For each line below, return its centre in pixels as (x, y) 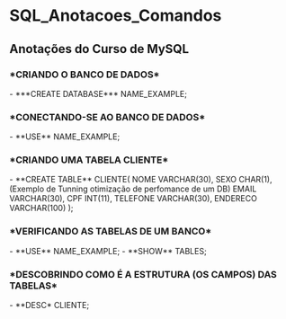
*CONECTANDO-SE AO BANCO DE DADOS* (107, 117)
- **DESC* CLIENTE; (49, 306)
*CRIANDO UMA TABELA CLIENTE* (89, 160)
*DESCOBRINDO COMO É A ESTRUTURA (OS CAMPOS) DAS (143, 274)
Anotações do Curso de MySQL (99, 49)
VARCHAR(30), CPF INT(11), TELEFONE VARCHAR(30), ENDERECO (134, 199)
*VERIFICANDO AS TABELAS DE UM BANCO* (111, 232)
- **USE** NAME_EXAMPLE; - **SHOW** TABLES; (108, 251)
